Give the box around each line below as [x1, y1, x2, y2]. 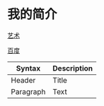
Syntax [16, 63, 41, 73]
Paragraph [11, 86, 46, 96]
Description [52, 63, 93, 73]
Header [11, 75, 36, 85]
